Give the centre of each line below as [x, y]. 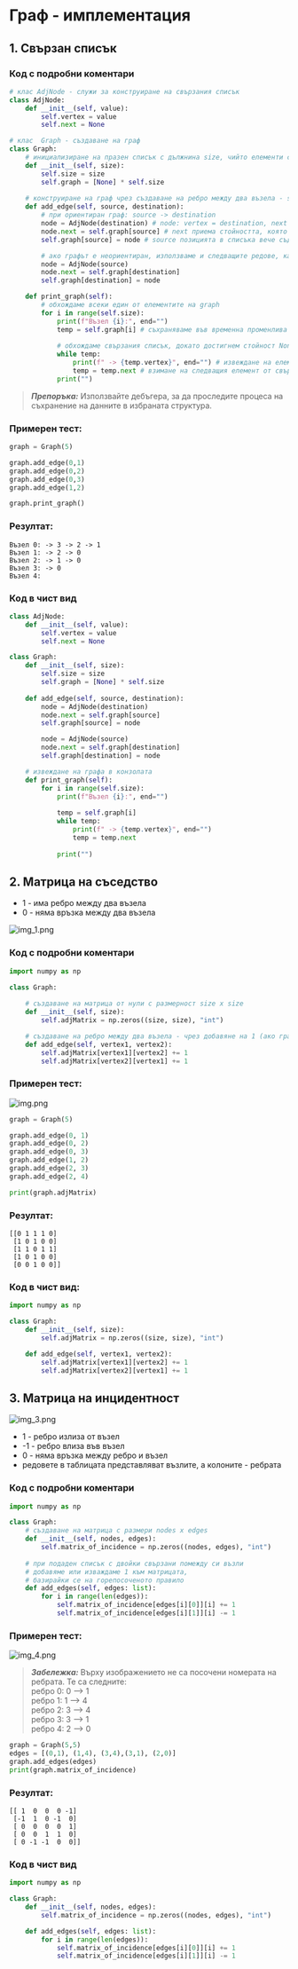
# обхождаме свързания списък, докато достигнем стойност [166, 346]
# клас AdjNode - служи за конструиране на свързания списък [125, 91]
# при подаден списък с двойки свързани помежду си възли [134, 1563]
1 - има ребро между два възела [84, 903]
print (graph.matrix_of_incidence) [73, 1770]
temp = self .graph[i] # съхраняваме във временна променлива [172, 329]
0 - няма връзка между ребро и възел [95, 1455]
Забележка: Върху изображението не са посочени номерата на [153, 1673]
